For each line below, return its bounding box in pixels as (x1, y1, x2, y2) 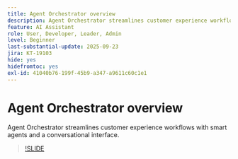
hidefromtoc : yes (7, 63, 59, 70)
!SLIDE (24, 144, 45, 153)
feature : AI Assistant (7, 23, 74, 30)
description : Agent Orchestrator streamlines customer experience (7, 17, 208, 24)
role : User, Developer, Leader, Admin (7, 30, 122, 37)
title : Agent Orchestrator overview (7, 10, 115, 18)
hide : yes (7, 57, 37, 64)
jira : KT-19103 (7, 50, 52, 57)
